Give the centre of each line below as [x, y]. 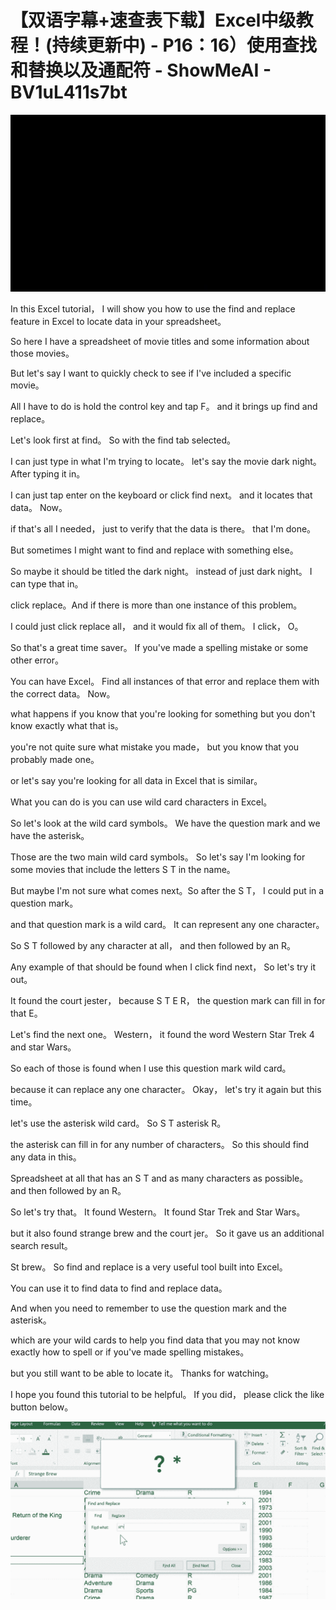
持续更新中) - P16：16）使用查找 [184, 45]
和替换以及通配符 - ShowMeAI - [141, 70]
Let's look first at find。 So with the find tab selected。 [123, 440]
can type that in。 [47, 584]
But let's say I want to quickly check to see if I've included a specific [151, 373]
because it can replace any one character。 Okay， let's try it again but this [166, 1090]
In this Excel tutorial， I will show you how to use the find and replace [153, 309]
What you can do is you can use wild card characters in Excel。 [141, 802]
